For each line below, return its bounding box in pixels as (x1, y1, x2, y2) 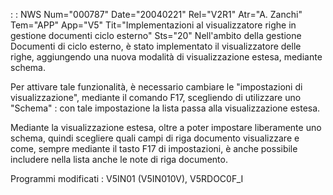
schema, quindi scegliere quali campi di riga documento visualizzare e (10, 132, 300, 144)
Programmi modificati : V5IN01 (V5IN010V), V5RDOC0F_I (10, 173, 244, 184)
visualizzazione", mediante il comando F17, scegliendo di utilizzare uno (10, 92, 302, 103)
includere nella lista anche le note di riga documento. (10, 154, 228, 165)
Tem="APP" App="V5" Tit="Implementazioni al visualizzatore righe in (10, 19, 297, 31)
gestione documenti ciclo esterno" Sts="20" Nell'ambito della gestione (10, 30, 302, 41)
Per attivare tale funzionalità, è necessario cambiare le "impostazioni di (10, 81, 303, 93)
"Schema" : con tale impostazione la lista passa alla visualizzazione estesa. (10, 102, 321, 114)
